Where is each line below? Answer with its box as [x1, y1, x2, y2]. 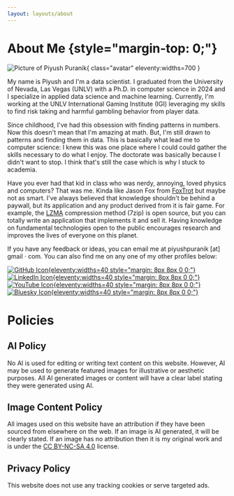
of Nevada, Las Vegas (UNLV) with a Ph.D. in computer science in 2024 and [7, 85, 226, 93]
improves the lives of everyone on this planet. [7, 230, 138, 239]
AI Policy [7, 340, 47, 352]
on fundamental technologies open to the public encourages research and [7, 223, 221, 232]
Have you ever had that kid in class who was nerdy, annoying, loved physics [7, 179, 226, 187]
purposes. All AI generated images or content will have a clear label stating [7, 373, 223, 382]
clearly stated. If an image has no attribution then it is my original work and [7, 435, 222, 443]
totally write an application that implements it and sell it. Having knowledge [7, 216, 223, 224]
